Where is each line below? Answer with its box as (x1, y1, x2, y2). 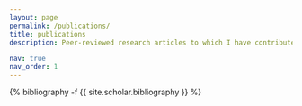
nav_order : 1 (9, 62, 58, 71)
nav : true (9, 54, 47, 63)
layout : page (9, 12, 58, 22)
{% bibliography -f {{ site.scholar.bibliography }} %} (9, 86, 202, 97)
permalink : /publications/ (9, 21, 111, 30)
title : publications (9, 29, 87, 38)
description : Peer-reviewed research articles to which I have (9, 37, 252, 47)
